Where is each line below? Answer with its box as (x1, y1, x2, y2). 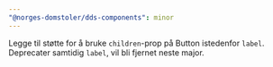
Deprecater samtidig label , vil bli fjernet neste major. (8, 46, 205, 58)
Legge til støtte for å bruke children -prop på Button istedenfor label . (8, 38, 265, 48)
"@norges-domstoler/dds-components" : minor (8, 13, 175, 22)
